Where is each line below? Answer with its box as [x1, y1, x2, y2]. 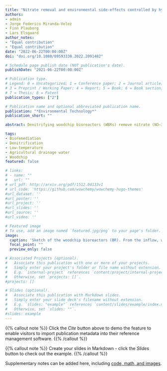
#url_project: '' [5, 201, 41, 206]
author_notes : [5, 35, 35, 40]
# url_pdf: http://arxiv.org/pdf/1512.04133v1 [5, 182, 103, 187]
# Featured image [5, 223, 41, 229]
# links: [5, 168, 23, 173]
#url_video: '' [5, 215, 37, 220]
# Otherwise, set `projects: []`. [5, 274, 81, 280]
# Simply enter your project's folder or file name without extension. [5, 265, 162, 270]
